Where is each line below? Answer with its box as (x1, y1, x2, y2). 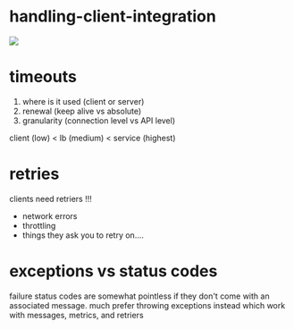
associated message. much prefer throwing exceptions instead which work (9, 299, 286, 310)
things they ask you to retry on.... (21, 230, 145, 240)
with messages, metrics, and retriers (9, 309, 145, 320)
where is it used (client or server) (21, 96, 145, 106)
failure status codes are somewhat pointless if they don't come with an (9, 291, 270, 301)
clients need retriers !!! (9, 193, 92, 204)
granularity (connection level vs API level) (21, 114, 176, 126)
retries (9, 164, 60, 184)
